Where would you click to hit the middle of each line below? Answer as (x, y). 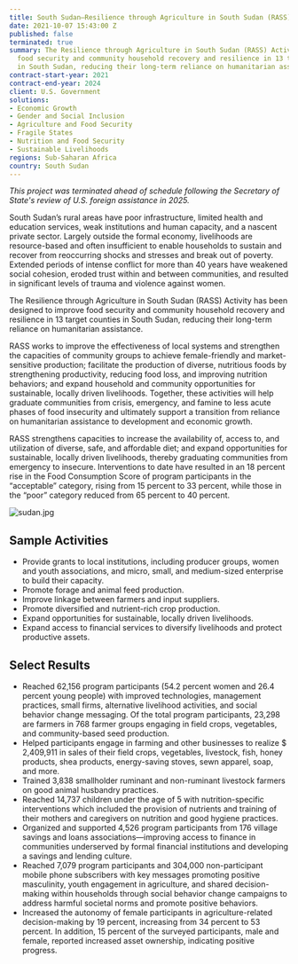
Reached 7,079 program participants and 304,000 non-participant (142, 865)
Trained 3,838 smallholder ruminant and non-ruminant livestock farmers (153, 780)
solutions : (29, 100)
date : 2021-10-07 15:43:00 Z (63, 26)
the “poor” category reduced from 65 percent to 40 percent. (120, 495)
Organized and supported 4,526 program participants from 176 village (149, 827)
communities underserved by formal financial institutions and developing (155, 846)
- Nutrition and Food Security (67, 141)
